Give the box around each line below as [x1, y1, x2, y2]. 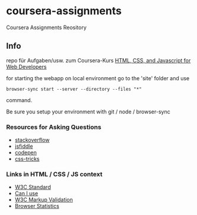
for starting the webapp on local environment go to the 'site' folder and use [6, 74, 190, 81]
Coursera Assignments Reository [6, 24, 87, 31]
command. [6, 96, 33, 103]
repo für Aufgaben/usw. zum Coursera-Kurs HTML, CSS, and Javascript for [6, 56, 191, 64]
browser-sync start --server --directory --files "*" [6, 86, 142, 92]
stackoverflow [14, 137, 50, 144]
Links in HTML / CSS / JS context [6, 170, 103, 178]
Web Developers [6, 63, 47, 70]
